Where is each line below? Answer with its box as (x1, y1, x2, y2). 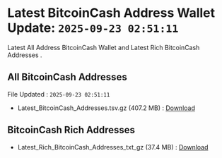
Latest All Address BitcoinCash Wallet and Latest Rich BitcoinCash (7, 43, 200, 51)
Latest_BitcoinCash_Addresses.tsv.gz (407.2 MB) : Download (17, 104, 196, 112)
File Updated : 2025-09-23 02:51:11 (7, 90, 110, 98)
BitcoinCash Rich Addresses (7, 124, 136, 136)
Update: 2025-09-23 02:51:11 (7, 20, 179, 36)
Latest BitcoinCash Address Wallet (7, 5, 216, 21)
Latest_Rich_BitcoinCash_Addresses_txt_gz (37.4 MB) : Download (17, 142, 209, 151)
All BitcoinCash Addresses (7, 71, 127, 83)
